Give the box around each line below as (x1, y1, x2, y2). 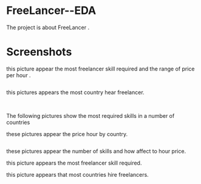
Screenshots (6, 45, 72, 59)
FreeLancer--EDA (6, 4, 97, 18)
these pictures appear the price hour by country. (6, 130, 128, 137)
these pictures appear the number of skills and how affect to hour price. (6, 147, 186, 155)
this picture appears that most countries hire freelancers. (6, 171, 149, 178)
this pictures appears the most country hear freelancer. (6, 89, 145, 96)
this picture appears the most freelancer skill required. (6, 159, 142, 166)
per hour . (6, 71, 32, 79)
